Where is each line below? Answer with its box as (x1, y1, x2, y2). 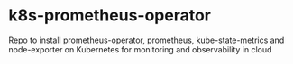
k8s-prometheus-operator (8, 5, 211, 26)
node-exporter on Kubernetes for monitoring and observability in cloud (8, 44, 272, 54)
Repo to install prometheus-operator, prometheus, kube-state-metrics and (8, 35, 285, 45)
